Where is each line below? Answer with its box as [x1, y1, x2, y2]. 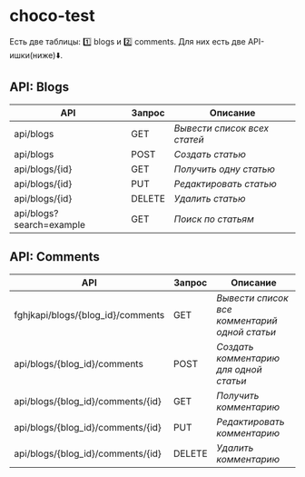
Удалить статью [173, 192, 247, 204]
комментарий [216, 314, 279, 327]
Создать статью [173, 147, 247, 160]
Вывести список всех [173, 122, 270, 134]
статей [173, 133, 204, 145]
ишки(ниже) [9, 49, 56, 60]
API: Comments [9, 249, 100, 264]
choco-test [9, 5, 95, 26]
